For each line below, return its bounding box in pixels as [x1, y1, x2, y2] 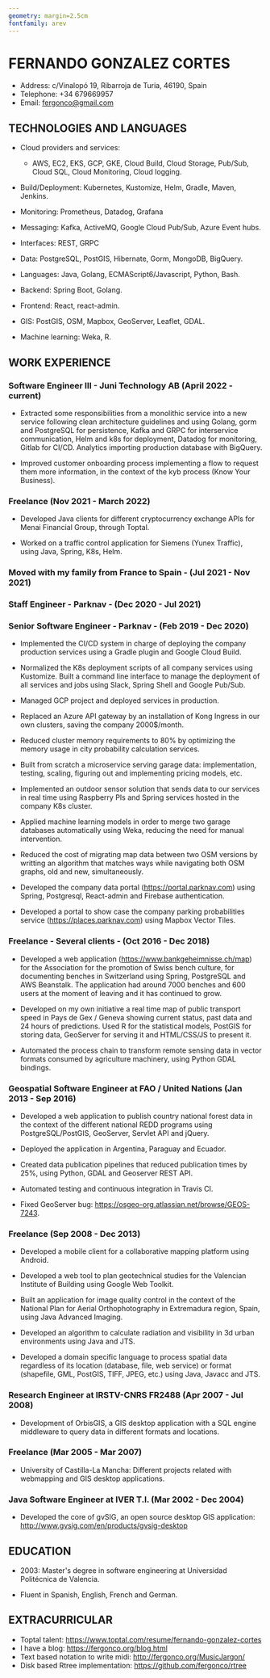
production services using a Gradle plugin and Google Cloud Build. [19, 647, 242, 657]
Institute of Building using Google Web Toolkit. [19, 1280, 174, 1289]
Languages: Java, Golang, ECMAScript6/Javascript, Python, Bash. [19, 270, 240, 280]
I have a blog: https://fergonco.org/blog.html [19, 1643, 168, 1653]
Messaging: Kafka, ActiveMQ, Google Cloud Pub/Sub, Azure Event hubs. [19, 223, 262, 233]
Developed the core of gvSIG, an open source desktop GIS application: [19, 1512, 255, 1522]
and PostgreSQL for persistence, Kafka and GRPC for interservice [19, 425, 239, 435]
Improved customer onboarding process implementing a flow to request [19, 458, 260, 468]
